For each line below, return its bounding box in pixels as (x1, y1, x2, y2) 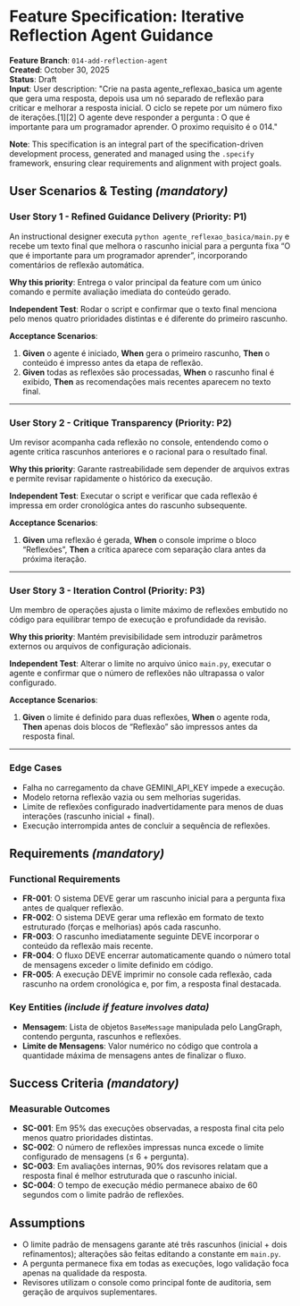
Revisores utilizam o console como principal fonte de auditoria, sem (21, 1277, 272, 1287)
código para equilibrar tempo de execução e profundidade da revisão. (9, 615, 267, 625)
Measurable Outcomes (9, 1102, 111, 1115)
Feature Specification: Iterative (9, 6, 245, 27)
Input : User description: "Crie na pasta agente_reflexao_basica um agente (9, 83, 283, 94)
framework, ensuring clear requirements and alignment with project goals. (9, 157, 282, 168)
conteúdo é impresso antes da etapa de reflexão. (21, 357, 204, 368)
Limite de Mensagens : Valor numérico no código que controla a (21, 1040, 259, 1051)
